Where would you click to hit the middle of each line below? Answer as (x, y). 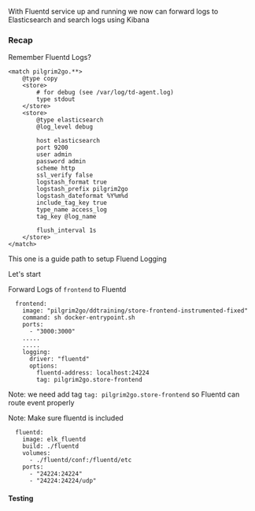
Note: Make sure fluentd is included (66, 418)
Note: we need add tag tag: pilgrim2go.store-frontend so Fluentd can (124, 394)
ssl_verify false (65, 175)
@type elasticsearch (70, 120)
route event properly (41, 403)
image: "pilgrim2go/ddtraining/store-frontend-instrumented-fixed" (135, 311)
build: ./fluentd (51, 446)
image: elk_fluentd (54, 440)
